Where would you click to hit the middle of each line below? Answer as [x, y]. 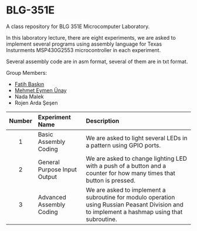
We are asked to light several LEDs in [137, 138]
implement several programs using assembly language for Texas [84, 44]
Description [103, 120]
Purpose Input [57, 169]
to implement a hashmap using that [134, 212]
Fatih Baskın [29, 84]
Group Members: [27, 73]
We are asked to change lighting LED [137, 158]
